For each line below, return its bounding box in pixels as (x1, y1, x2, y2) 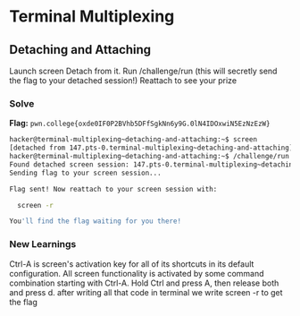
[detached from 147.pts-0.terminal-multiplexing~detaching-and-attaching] (9, 143, 294, 153)
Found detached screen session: (9, 159, 129, 169)
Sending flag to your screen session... (9, 168, 162, 177)
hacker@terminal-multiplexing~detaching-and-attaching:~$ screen (9, 135, 257, 144)
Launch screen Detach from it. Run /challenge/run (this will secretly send (9, 65, 278, 76)
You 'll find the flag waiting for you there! (9, 217, 181, 226)
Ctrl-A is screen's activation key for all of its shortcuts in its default (9, 258, 254, 269)
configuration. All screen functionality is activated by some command (9, 268, 265, 278)
